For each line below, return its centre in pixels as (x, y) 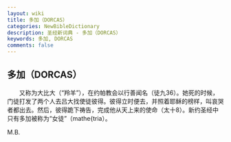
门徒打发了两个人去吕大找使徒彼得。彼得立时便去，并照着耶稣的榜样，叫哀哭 (115, 101)
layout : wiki (26, 13)
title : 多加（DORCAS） (37, 20)
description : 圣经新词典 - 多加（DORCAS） (64, 33)
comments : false (30, 45)
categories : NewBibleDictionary (53, 26)
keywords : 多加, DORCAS (40, 39)
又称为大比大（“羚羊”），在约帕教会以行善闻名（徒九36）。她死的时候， (119, 93)
